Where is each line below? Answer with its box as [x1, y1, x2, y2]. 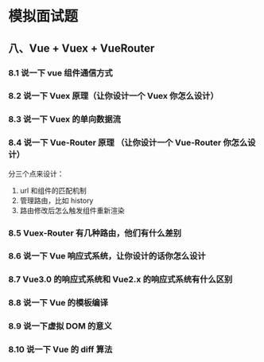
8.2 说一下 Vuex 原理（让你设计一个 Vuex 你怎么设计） [8, 91, 219, 102]
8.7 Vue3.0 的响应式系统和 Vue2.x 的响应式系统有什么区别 [8, 274, 233, 285]
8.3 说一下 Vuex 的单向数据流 [8, 114, 122, 125]
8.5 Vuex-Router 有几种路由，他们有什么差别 [8, 228, 181, 239]
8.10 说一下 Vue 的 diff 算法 [8, 344, 113, 355]
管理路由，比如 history [19, 196, 94, 205]
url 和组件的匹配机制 [19, 185, 87, 195]
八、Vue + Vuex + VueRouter [8, 41, 155, 55]
